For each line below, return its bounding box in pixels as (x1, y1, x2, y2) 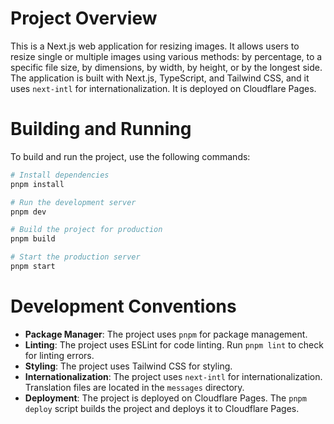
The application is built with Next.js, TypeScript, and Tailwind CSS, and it (10, 72, 310, 84)
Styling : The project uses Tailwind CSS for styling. (24, 360, 233, 372)
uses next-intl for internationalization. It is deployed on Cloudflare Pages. (10, 82, 317, 94)
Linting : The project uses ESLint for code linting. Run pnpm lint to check (24, 338, 324, 351)
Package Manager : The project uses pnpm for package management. (24, 328, 308, 340)
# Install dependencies (10, 170, 110, 180)
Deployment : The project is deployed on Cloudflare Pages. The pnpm (24, 392, 307, 404)
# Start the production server (10, 252, 141, 262)
